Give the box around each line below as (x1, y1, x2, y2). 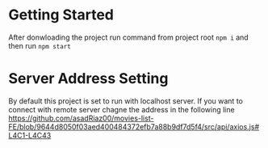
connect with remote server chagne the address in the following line (8, 104, 236, 114)
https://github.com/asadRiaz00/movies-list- (8, 113, 154, 123)
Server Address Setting (8, 70, 169, 88)
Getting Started (8, 6, 115, 24)
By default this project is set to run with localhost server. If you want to (8, 95, 244, 106)
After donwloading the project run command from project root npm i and (8, 32, 249, 42)
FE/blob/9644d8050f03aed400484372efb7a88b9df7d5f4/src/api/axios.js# (8, 121, 260, 131)
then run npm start (8, 40, 71, 50)
